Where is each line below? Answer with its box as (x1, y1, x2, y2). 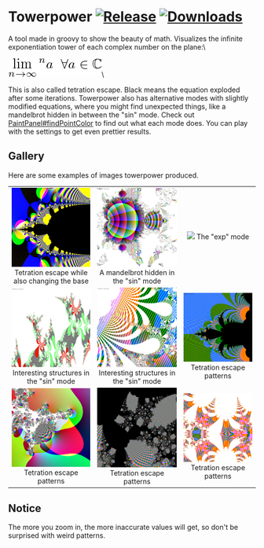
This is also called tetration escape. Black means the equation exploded (8, 85, 240, 94)
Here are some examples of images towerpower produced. (8, 170, 199, 180)
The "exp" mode (196, 232, 250, 241)
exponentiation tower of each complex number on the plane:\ (8, 42, 206, 51)
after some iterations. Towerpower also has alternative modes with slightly (8, 93, 249, 102)
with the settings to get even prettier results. (8, 127, 152, 136)
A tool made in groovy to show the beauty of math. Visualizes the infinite (8, 34, 244, 43)
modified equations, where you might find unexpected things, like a (8, 101, 226, 111)
